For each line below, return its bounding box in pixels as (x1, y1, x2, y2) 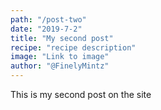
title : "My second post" (10, 33, 114, 43)
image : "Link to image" (10, 52, 110, 62)
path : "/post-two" (10, 14, 87, 25)
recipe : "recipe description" (10, 42, 137, 53)
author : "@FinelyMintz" (10, 61, 110, 71)
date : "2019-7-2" (10, 24, 83, 34)
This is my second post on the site (10, 89, 152, 100)
